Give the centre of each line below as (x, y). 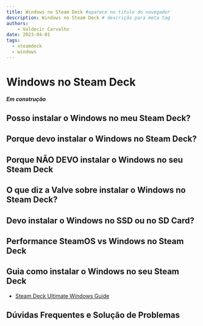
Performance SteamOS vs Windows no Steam (95, 241)
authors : (17, 23)
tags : (13, 40)
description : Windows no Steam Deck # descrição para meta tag (88, 18)
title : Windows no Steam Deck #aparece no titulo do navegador (88, 12)
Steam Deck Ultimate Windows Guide (62, 296)
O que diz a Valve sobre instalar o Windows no (96, 190)
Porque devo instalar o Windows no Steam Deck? (101, 139)
